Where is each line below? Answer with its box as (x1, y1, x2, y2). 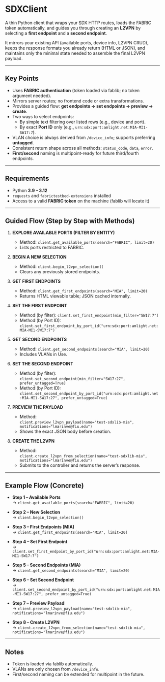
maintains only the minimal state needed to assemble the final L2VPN (5, 50, 145, 56)
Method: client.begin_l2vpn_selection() (19, 263, 104, 269)
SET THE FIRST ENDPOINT (12, 303, 67, 309)
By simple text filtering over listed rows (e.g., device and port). (19, 119, 146, 125)
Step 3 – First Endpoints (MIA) (12, 524, 75, 530)
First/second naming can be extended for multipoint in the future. (12, 671, 145, 677)
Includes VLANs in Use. (19, 351, 68, 357)
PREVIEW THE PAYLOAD (12, 404, 63, 410)
